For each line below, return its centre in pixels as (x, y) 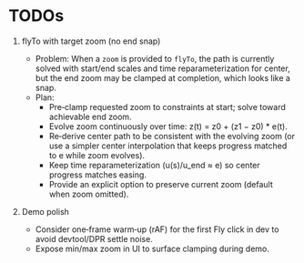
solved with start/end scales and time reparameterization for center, (162, 68)
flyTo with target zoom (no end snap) (91, 41)
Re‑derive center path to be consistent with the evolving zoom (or (172, 136)
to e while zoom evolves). (97, 155)
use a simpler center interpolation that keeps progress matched (168, 146)
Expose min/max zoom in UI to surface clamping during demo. (152, 248)
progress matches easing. (98, 175)
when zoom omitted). (89, 194)
